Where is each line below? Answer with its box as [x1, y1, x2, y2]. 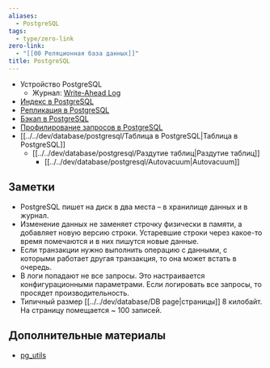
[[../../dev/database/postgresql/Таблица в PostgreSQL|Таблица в [19, 131, 238, 140]
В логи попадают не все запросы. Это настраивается [19, 271, 205, 280]
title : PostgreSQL [8, 58, 70, 66]
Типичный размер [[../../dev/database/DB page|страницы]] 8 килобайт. [19, 297, 263, 306]
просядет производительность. [19, 288, 129, 297]
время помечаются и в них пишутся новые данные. [19, 236, 200, 246]
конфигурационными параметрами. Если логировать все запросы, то [19, 279, 263, 289]
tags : [8, 27, 27, 35]
